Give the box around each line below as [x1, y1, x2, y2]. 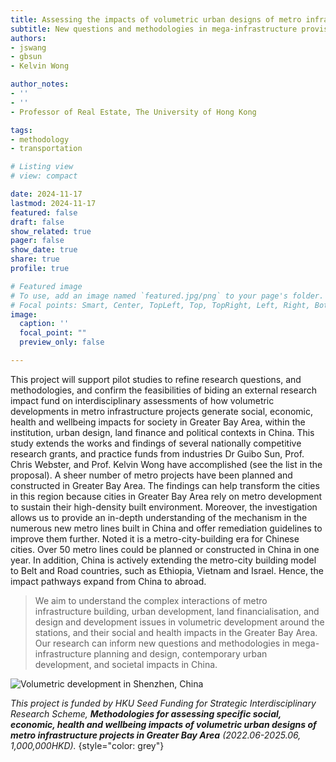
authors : [10, 33, 47, 43]
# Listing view [10, 162, 74, 172]
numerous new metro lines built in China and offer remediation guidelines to [10, 522, 323, 534]
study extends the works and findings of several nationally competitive [10, 437, 302, 449]
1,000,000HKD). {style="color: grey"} [10, 739, 165, 751]
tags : [10, 125, 33, 135]
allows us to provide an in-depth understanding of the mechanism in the [10, 511, 308, 523]
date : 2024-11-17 [10, 189, 83, 199]
